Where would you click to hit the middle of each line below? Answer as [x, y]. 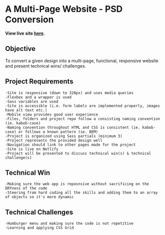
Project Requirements [39, 82]
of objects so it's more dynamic [40, 197]
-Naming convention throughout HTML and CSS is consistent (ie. [73, 127]
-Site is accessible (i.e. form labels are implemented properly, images [83, 106]
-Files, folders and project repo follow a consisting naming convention [83, 119]
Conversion [30, 20]
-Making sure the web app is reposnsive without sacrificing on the [77, 184]
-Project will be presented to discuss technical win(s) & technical [78, 153]
